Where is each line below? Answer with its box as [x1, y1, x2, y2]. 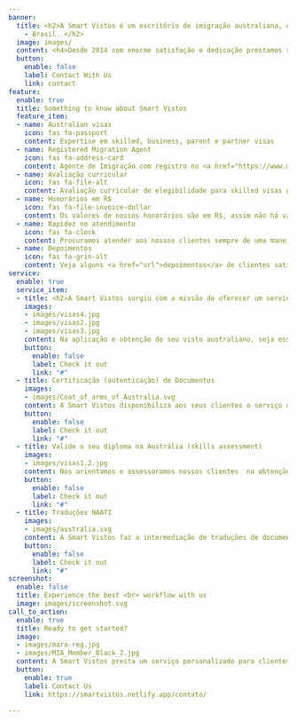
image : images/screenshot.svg [16, 599, 128, 608]
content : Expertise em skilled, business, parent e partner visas [24, 137, 275, 146]
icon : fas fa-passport [24, 129, 108, 138]
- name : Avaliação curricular [16, 170, 128, 178]
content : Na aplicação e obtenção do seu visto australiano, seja [24, 335, 275, 344]
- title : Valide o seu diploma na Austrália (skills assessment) [16, 442, 263, 451]
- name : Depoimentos [16, 244, 92, 253]
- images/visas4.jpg [24, 310, 100, 320]
